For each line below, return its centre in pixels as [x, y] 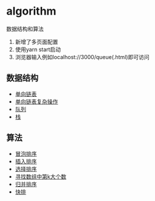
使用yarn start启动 [38, 49]
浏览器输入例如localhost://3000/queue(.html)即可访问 [82, 57]
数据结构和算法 [25, 29]
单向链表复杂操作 [36, 101]
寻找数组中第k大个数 [41, 176]
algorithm [31, 11]
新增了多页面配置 [36, 41]
